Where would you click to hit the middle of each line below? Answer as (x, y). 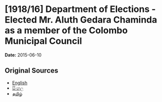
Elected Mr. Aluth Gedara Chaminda (81, 20)
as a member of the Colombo (66, 30)
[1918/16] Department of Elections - (80, 9)
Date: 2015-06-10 (23, 55)
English (20, 82)
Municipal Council (44, 41)
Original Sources (31, 71)
